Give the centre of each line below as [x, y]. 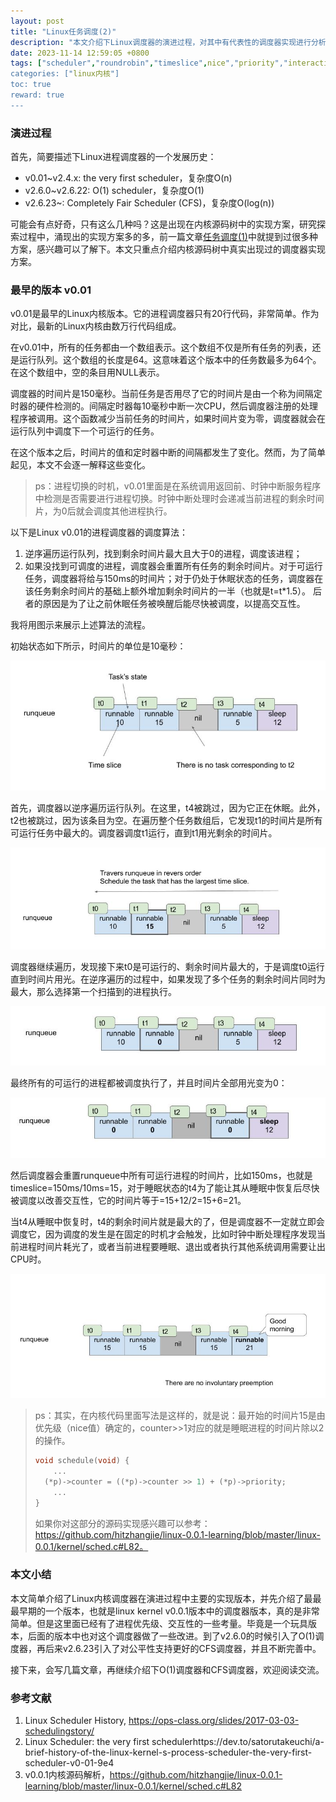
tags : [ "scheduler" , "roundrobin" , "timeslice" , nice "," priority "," [149, 63]
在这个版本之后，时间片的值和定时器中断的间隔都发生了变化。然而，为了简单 [168, 452]
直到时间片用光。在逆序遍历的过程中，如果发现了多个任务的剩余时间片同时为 [168, 979]
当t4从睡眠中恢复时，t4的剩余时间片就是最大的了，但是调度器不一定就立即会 [167, 1221]
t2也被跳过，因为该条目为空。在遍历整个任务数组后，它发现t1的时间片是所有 [166, 821]
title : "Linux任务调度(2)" [63, 31]
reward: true [37, 95]
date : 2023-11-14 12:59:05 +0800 [80, 53]
